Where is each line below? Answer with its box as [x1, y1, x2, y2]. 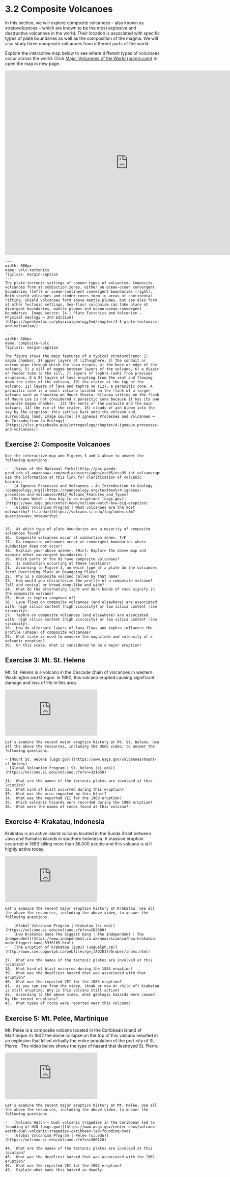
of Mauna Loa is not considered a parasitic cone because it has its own [5, 397, 160, 402]
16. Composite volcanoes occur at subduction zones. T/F [5, 535, 126, 540]
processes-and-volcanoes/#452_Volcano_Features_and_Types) [5, 492, 129, 497]
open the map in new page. [5, 61, 60, 66]
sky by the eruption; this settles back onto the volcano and [5, 409, 135, 414]
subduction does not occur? [5, 544, 63, 549]
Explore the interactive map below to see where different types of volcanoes [5, 50, 160, 56]
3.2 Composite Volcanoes [5, 3, 113, 15]
